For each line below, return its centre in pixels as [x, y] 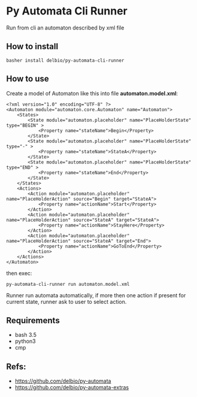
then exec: [19, 273]
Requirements [33, 320]
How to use [28, 79]
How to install [32, 47]
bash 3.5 [26, 335]
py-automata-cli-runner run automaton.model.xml [68, 284]
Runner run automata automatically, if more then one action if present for [96, 295]
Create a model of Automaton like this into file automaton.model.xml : [92, 93]
